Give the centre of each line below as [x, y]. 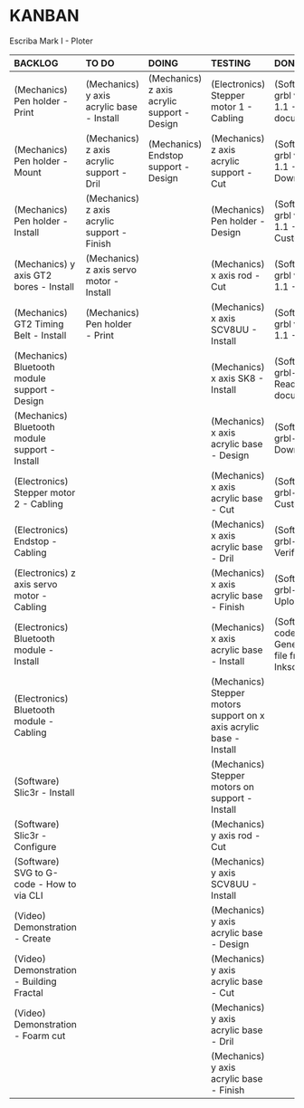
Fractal [28, 992]
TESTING [231, 62]
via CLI [28, 895]
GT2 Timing [39, 324]
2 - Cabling [38, 503]
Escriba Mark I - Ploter [51, 41]
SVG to [28, 873]
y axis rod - [236, 836]
